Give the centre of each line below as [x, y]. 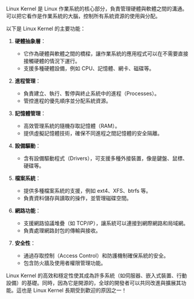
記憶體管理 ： [30, 113]
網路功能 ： [28, 211]
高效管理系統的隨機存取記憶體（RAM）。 [72, 126]
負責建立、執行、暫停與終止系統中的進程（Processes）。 [91, 93]
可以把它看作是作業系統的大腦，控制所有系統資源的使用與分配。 [83, 16]
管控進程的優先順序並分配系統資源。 [67, 101]
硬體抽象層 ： [30, 41]
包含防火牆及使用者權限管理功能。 [65, 263]
